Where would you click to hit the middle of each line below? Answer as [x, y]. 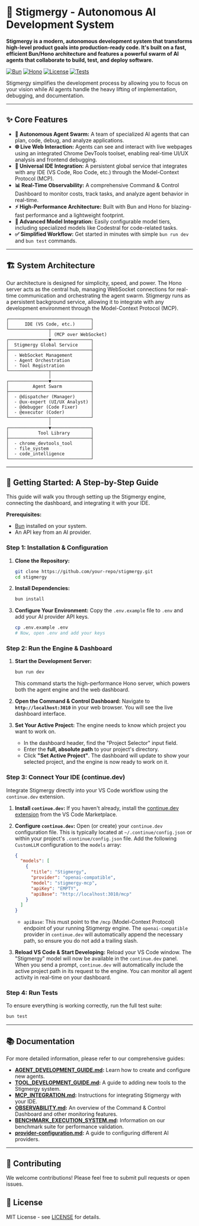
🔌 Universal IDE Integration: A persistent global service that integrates [101, 166]
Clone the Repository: [42, 561]
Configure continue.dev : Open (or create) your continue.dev [89, 825]
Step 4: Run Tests [32, 993]
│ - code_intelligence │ [50, 454]
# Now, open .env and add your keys [60, 633]
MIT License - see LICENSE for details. [53, 1217]
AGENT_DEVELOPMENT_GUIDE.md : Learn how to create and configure [102, 1070]
